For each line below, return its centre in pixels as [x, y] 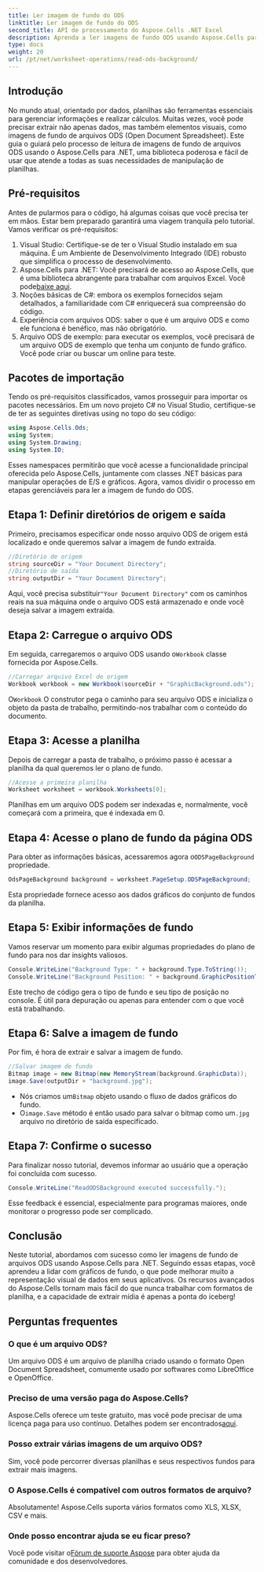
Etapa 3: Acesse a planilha [74, 741]
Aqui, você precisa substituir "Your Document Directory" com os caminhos [128, 594]
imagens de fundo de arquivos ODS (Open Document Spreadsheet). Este [126, 135]
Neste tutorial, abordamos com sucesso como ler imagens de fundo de [123, 1255]
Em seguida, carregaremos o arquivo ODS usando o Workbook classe [117, 653]
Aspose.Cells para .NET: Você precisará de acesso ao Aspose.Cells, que [136, 269]
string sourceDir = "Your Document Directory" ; [88, 564]
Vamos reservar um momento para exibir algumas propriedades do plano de [132, 946]
